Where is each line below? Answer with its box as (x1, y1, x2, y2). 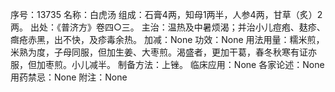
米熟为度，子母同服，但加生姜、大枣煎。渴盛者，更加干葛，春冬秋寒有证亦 (10, 46, 317, 58)
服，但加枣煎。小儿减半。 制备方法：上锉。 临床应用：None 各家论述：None (10, 59, 325, 70)
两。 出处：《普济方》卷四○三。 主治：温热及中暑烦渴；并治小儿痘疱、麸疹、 (10, 21, 326, 33)
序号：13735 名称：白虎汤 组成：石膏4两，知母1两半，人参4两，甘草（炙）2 (10, 9, 323, 20)
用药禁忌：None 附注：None (10, 71, 128, 83)
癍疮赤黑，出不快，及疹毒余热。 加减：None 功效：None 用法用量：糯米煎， (10, 34, 325, 45)
